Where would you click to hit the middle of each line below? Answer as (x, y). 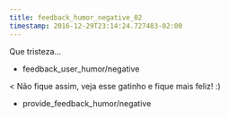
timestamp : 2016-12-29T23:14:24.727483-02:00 (96, 26)
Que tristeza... (35, 51)
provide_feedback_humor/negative (87, 103)
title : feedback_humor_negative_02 (76, 17)
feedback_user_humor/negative (81, 69)
